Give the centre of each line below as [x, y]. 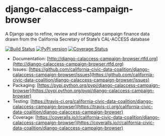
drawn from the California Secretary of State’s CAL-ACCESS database [77, 39]
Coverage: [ [25, 117]
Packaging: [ [26, 85]
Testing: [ [22, 101]
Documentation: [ [30, 58]
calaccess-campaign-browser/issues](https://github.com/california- [83, 74]
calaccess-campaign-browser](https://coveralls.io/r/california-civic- [84, 122]
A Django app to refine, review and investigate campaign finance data [77, 34]
